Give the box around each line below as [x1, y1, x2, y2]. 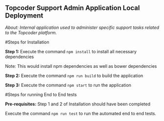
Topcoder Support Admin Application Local [5, 4, 140, 12]
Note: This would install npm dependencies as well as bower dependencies [5, 63, 157, 69]
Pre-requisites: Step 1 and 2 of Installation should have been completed [5, 101, 151, 107]
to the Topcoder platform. [5, 29, 57, 36]
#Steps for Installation [5, 39, 49, 45]
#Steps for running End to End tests [5, 91, 77, 97]
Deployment [5, 12, 44, 20]
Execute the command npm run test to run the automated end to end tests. [5, 110, 157, 116]
